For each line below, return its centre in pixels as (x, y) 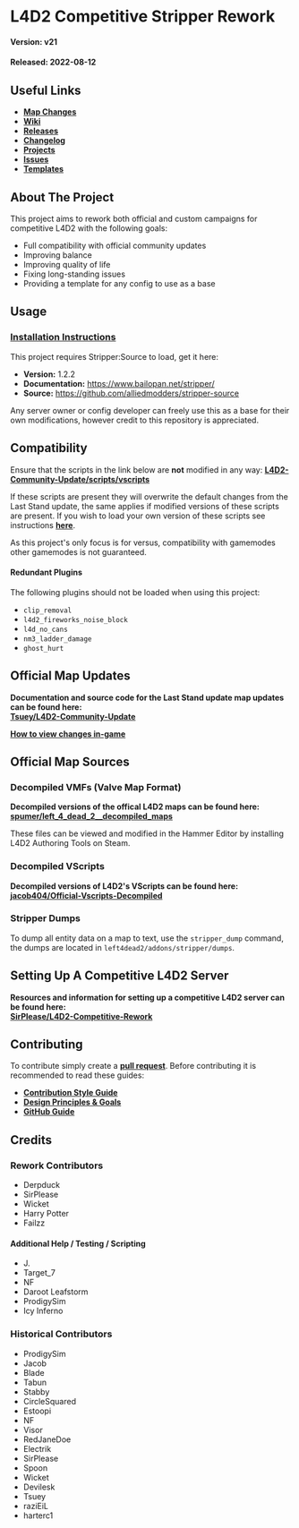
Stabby (36, 1391)
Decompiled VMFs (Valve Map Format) (96, 787)
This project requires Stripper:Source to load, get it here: (114, 356)
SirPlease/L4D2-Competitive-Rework (81, 1016)
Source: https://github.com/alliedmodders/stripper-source (131, 393)
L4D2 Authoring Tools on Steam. (70, 843)
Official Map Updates (70, 676)
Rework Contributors (57, 1165)
